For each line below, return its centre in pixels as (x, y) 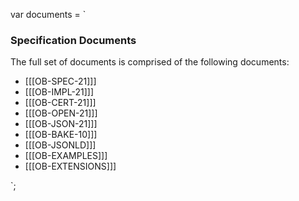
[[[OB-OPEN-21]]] (61, 113)
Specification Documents (73, 40)
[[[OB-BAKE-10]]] (61, 135)
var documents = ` (48, 14)
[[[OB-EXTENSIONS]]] (70, 166)
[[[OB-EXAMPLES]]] (66, 156)
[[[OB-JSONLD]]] (60, 145)
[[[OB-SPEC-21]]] (60, 81)
